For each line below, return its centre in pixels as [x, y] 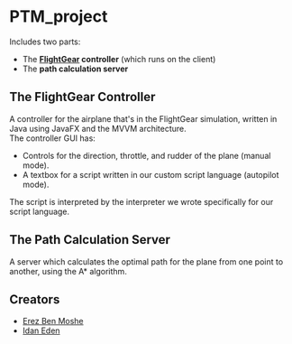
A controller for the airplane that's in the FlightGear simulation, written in [143, 118]
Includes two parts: [45, 42]
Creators [35, 299]
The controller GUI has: [53, 138]
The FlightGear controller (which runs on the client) [119, 59]
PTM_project [59, 17]
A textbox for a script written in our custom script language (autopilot [151, 174]
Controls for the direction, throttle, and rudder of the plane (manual [146, 155]
